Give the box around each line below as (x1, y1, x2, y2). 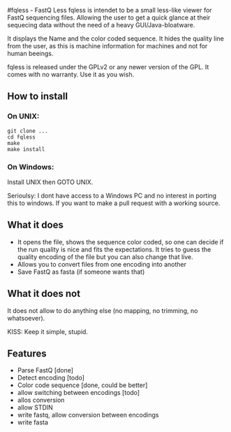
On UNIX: (7, 111, 40, 121)
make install (7, 146, 45, 153)
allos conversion (17, 396, 65, 405)
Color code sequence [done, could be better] (17, 381, 148, 389)
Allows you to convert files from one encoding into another (17, 260, 187, 268)
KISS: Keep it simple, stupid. (7, 327, 89, 335)
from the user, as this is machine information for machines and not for (7, 42, 208, 50)
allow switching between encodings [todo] (17, 389, 140, 397)
